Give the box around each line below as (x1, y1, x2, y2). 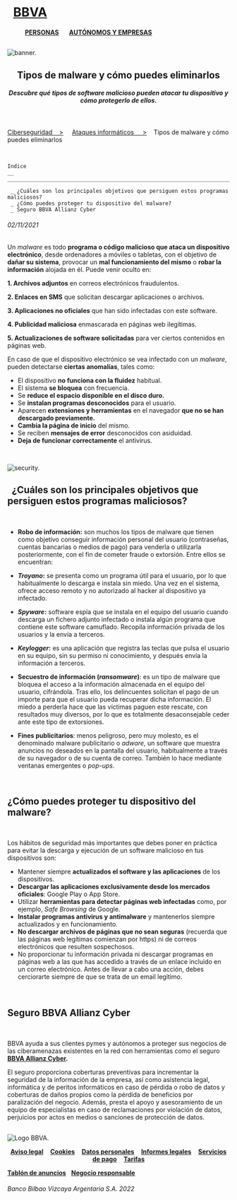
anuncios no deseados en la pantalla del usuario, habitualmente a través (17, 746, 228, 755)
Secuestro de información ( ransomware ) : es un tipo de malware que (17, 672, 221, 681)
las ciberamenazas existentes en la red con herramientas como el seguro (7, 1047, 220, 1055)
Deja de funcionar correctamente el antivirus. (17, 436, 153, 445)
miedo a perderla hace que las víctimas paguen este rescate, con (17, 702, 208, 711)
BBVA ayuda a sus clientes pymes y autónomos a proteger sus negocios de (7, 1040, 227, 1048)
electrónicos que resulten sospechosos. (17, 943, 134, 951)
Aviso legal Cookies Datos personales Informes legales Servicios (10, 1147, 227, 1155)
